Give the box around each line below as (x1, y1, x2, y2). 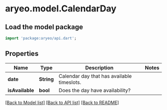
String (39, 75, 54, 82)
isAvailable (7, 87, 34, 94)
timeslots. (59, 79, 82, 86)
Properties (5, 50, 39, 58)
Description (85, 64, 114, 71)
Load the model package (5, 23, 83, 31)
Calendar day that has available (59, 72, 132, 79)
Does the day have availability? (59, 87, 131, 94)
